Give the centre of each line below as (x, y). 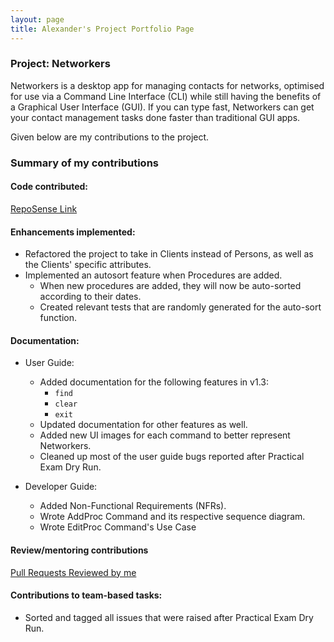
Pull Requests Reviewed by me (73, 572)
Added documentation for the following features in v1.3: (154, 382)
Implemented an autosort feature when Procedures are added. (153, 275)
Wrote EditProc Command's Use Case (118, 527)
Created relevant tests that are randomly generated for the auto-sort (180, 307)
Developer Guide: (61, 487)
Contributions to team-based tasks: (86, 595)
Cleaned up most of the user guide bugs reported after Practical (172, 457)
